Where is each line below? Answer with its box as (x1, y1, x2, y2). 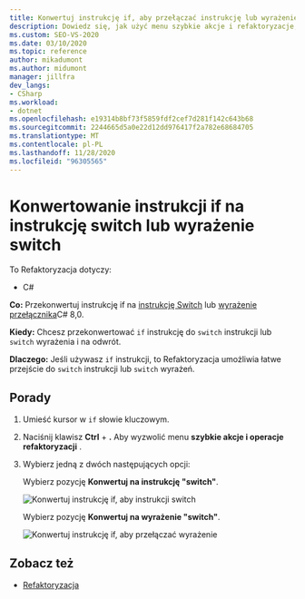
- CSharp (9, 89, 43, 98)
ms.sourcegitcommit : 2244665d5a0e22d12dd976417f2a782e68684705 (9, 123, 254, 133)
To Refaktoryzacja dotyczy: (9, 264, 112, 275)
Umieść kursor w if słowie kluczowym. (22, 414, 170, 425)
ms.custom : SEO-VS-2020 (9, 30, 100, 39)
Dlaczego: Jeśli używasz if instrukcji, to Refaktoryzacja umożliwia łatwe (9, 354, 281, 365)
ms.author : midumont (9, 64, 88, 74)
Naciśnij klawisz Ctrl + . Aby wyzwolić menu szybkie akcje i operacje (22, 432, 284, 443)
